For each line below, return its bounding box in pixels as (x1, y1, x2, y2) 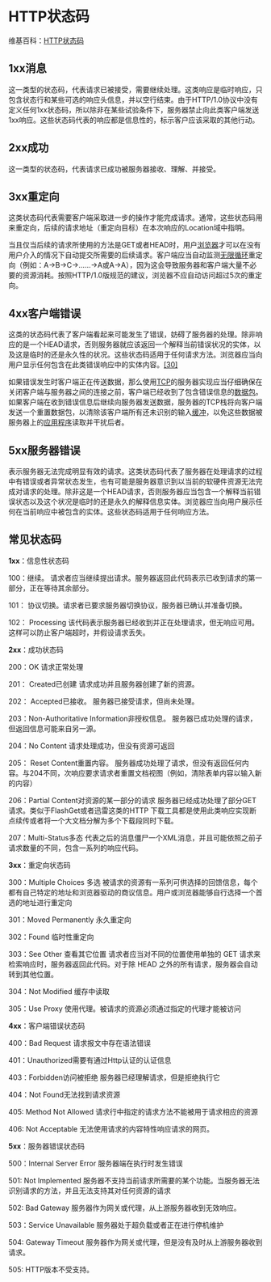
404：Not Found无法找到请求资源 (8, 1089, 121, 1099)
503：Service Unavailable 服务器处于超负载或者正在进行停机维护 (8, 1220, 224, 1229)
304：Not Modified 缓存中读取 (8, 986, 110, 996)
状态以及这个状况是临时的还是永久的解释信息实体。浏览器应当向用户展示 (15, 497, 256, 506)
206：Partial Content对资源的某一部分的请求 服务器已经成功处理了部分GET (8, 795, 256, 805)
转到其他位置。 (8, 969, 58, 979)
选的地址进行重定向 (8, 897, 73, 907)
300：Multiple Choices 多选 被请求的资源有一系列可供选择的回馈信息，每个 (8, 877, 258, 886)
